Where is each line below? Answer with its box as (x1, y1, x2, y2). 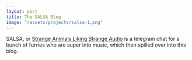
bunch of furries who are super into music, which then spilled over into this (6, 41, 187, 48)
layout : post (6, 8, 38, 15)
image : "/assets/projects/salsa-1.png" (6, 19, 103, 25)
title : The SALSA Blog (6, 14, 61, 20)
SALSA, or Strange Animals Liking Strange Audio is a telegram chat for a (6, 36, 180, 43)
